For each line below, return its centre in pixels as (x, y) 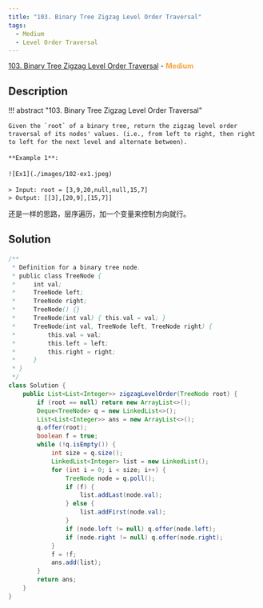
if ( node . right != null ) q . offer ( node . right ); (144, 537)
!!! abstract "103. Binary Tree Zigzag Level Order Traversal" (105, 110)
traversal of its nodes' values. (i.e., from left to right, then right (132, 134)
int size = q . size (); (87, 453)
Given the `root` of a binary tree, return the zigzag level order (123, 126)
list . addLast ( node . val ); (121, 495)
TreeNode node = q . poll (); (110, 478)
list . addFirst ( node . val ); (123, 512)
